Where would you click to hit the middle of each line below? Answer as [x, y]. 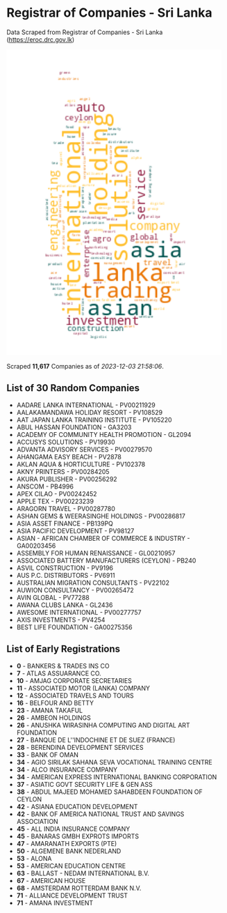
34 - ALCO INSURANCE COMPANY [67, 769]
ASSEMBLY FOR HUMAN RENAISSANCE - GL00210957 [96, 553]
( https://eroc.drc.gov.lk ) [41, 39]
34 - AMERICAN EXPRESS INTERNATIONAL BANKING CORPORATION [117, 777]
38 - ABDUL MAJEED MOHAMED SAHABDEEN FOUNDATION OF [109, 792]
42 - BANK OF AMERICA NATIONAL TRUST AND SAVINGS [100, 814]
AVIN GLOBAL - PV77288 [53, 597]
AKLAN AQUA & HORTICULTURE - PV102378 [81, 464]
